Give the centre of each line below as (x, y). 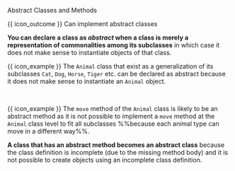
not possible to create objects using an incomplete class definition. (105, 160)
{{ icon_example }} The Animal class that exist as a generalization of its (110, 66)
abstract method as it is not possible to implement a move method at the (111, 116)
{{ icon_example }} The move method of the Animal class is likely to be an (113, 108)
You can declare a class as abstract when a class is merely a (98, 37)
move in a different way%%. (48, 131)
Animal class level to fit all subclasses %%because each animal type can (113, 124)
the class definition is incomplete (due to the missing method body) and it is (118, 152)
